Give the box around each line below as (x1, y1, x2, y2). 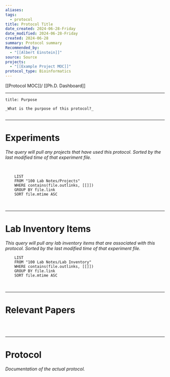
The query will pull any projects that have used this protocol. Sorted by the (5, 149, 161, 155)
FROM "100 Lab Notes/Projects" (14, 178, 80, 183)
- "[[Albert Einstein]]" (10, 50, 62, 55)
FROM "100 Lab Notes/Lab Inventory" (14, 259, 92, 264)
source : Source (5, 54, 37, 60)
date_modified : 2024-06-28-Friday (5, 31, 78, 36)
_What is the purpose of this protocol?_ (5, 106, 94, 111)
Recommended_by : (5, 45, 39, 50)
